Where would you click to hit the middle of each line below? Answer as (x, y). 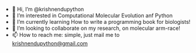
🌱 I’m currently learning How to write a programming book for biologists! (101, 22)
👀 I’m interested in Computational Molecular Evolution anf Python (92, 15)
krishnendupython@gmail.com (50, 43)
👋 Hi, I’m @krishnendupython (48, 9)
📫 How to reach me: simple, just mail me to (66, 35)
